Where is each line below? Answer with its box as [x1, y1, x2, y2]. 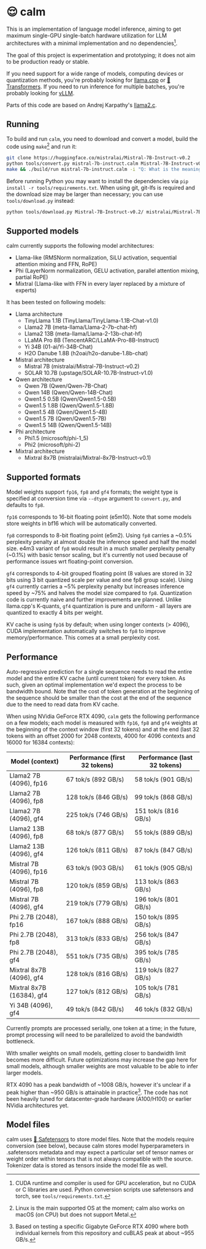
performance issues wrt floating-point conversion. [6, 558, 134, 565]
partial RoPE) [15, 274, 48, 281]
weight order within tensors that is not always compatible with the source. [6, 1155, 193, 1163]
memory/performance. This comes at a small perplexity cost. [6, 634, 161, 641]
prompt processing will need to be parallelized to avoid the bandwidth [6, 1031, 183, 1038]
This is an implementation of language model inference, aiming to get [6, 25, 181, 33]
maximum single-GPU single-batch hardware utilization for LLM [6, 31, 167, 39]
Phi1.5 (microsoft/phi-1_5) [24, 435, 89, 442]
